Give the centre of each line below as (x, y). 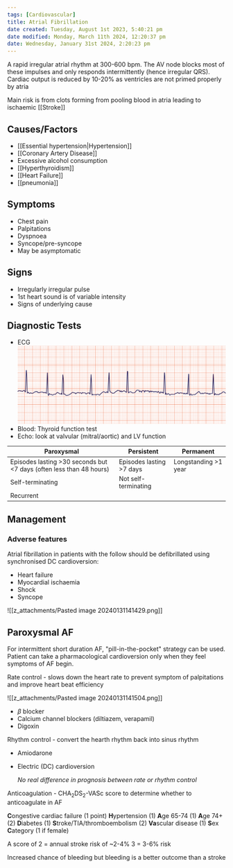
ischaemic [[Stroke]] (36, 107)
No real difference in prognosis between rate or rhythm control (107, 780)
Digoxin (28, 726)
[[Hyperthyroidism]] (45, 168)
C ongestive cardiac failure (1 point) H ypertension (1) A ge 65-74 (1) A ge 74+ (115, 816)
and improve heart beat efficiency (55, 685)
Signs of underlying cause (54, 304)
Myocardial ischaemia (49, 582)
